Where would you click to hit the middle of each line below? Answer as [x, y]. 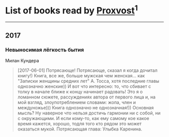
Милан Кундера [22, 60]
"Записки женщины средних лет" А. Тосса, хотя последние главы [88, 81]
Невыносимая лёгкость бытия [45, 50]
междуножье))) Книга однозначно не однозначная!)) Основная [86, 107]
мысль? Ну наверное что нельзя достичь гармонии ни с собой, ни [89, 113]
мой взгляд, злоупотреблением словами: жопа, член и [76, 102]
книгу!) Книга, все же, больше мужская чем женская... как [81, 75]
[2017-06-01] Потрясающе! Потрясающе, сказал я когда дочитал [87, 70]
